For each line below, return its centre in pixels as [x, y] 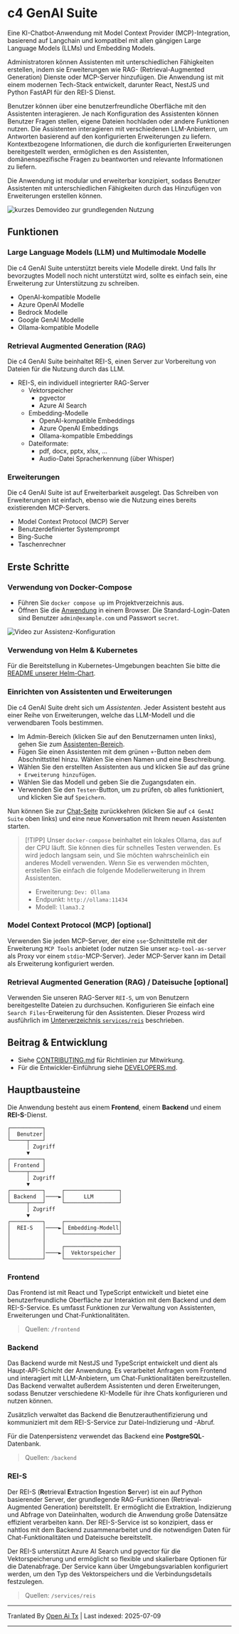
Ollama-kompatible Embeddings [86, 435]
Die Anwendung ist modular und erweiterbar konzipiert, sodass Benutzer [114, 181]
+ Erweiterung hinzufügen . [57, 774]
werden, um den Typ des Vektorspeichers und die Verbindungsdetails [110, 1574]
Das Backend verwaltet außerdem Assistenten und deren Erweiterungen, [114, 1386]
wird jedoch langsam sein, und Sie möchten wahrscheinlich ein [117, 855]
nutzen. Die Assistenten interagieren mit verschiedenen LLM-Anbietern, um [118, 128]
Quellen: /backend [51, 1458]
